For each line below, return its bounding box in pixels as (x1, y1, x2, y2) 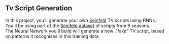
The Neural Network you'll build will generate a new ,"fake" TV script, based (5, 27, 164, 34)
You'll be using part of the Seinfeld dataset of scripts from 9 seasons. (5, 22, 151, 28)
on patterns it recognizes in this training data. (5, 33, 100, 39)
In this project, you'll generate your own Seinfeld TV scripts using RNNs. (5, 17, 156, 23)
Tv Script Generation (5, 4, 73, 12)
